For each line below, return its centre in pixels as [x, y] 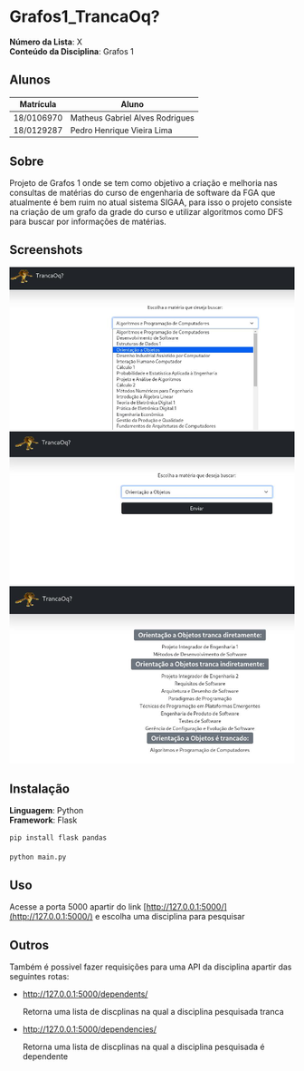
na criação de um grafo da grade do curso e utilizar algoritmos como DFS [146, 212]
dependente [45, 1056]
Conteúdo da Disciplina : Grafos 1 [71, 51]
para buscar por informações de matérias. [88, 222]
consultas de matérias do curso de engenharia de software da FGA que [142, 193]
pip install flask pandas [58, 837]
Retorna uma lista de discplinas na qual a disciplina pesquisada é [143, 1047]
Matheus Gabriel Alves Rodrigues [132, 117]
